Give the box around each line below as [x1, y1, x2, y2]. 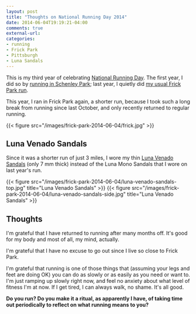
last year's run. [6, 167, 42, 174]
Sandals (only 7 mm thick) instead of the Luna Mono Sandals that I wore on [6, 161, 188, 168]
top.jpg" [6, 185, 26, 192]
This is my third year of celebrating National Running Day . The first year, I [6, 74, 183, 81]
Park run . [6, 86, 28, 93]
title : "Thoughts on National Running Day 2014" [6, 14, 127, 20]
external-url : [6, 31, 41, 36]
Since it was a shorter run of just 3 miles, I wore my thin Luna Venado [6, 154, 174, 162]
